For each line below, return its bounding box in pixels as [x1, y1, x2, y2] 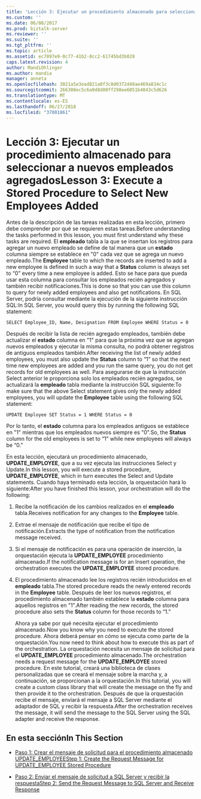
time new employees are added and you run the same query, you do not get [6, 362, 193, 369]
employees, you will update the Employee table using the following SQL [6, 394, 184, 401]
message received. [14, 534, 62, 541]
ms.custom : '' [6, 14, 42, 20]
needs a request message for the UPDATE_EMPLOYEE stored [14, 658, 167, 665]
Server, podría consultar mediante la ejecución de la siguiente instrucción [6, 295, 187, 303]
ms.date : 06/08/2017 [6, 20, 58, 26]
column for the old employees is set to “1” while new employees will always [6, 435, 191, 442]
